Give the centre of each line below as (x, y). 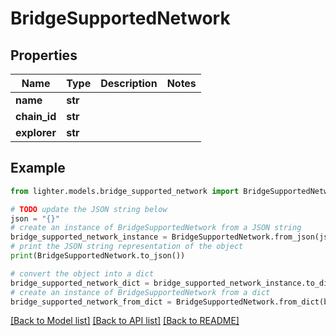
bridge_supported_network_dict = (80, 283)
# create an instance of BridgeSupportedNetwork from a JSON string (156, 228)
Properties (44, 55)
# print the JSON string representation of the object (127, 247)
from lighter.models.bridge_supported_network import (125, 191)
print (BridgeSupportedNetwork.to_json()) (98, 256)
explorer (36, 132)
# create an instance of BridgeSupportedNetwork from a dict (140, 292)
